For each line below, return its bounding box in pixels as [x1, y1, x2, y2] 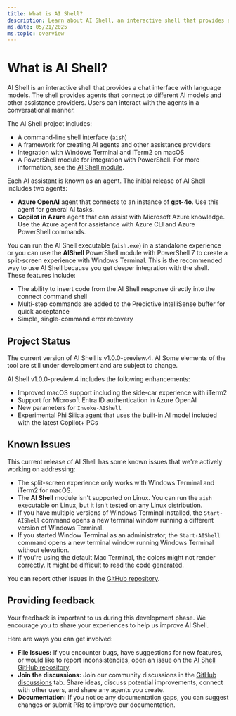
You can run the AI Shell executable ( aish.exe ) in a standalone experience [7, 241, 221, 250]
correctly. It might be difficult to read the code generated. [17, 561, 184, 569]
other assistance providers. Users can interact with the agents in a [7, 98, 199, 107]
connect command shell [17, 293, 88, 301]
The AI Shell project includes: [7, 120, 93, 128]
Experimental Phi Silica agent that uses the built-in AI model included [17, 411, 218, 419]
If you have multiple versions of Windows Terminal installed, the [17, 508, 202, 517]
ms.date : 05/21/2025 [7, 23, 68, 30]
